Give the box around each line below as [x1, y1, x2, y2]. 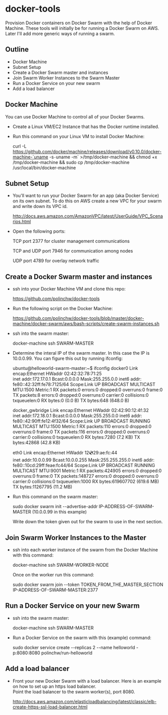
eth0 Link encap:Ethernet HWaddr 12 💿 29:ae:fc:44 [12, 450, 118, 456]
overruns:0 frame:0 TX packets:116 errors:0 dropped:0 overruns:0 [12, 429, 150, 435]
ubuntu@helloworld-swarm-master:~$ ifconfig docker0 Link [12, 365, 138, 371]
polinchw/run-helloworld [41, 650, 92, 656]
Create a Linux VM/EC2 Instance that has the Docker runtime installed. [12, 123, 159, 130]
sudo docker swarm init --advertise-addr [12, 503, 98, 510]
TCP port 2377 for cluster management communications [12, 238, 130, 244]
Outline [5, 45, 29, 54]
